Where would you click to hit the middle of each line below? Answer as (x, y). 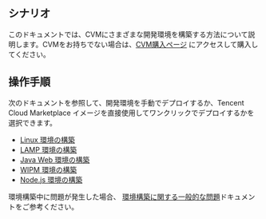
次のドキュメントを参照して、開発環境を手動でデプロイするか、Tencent (126, 102)
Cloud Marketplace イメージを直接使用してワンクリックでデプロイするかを (131, 113)
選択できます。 (33, 122)
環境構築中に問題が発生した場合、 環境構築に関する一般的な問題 (114, 197)
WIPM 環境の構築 (48, 169)
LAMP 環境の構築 (48, 149)
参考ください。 (54, 206)
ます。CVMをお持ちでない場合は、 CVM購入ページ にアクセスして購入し (140, 44)
